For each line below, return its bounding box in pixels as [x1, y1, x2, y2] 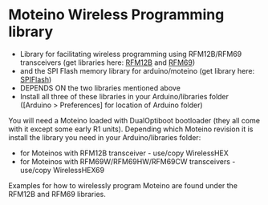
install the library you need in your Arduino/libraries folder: [8, 132, 201, 142]
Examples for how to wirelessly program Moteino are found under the [8, 180, 238, 190]
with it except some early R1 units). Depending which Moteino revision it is [8, 124, 254, 134]
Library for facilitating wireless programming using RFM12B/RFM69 [19, 49, 242, 58]
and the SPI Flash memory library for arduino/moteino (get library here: [19, 66, 255, 75]
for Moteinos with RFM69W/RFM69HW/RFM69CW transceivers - [19, 156, 236, 166]
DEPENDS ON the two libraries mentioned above [19, 82, 181, 93]
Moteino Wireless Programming [8, 6, 225, 24]
